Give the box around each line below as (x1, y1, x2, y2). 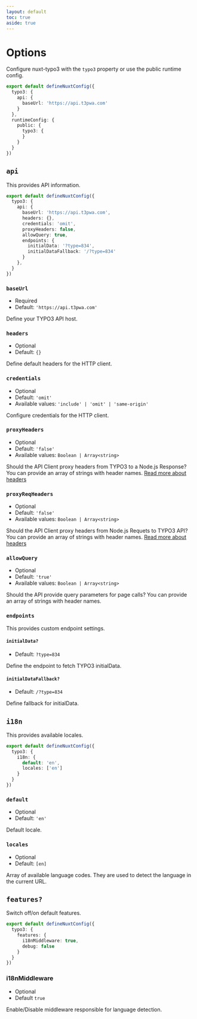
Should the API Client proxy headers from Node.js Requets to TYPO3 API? (6, 527, 188, 534)
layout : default (6, 8, 47, 15)
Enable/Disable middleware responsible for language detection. (6, 1006, 162, 1013)
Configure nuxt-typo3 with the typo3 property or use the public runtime (6, 65, 181, 72)
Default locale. (6, 826, 42, 833)
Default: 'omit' (14, 394, 53, 401)
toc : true (6, 14, 31, 20)
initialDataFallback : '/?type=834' (27, 249, 116, 255)
